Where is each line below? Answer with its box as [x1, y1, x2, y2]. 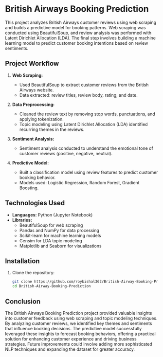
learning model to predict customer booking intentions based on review [5, 40, 148, 46]
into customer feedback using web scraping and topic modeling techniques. [5, 315, 158, 321]
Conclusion [5, 297, 41, 305]
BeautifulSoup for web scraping [19, 222, 83, 228]
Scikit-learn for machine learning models [19, 232, 101, 238]
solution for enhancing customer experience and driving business [5, 336, 137, 341]
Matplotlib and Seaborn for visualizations [19, 243, 102, 249]
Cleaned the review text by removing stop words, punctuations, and [19, 111, 156, 117]
